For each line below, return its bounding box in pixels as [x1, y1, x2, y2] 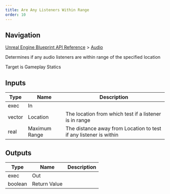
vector [8, 113, 23, 121]
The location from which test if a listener [65, 110, 161, 118]
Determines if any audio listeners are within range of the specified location [5, 54, 161, 60]
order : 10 [5, 12, 26, 17]
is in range [65, 117, 91, 124]
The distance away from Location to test [65, 125, 161, 132]
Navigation [5, 31, 40, 40]
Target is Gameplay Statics [5, 64, 61, 70]
